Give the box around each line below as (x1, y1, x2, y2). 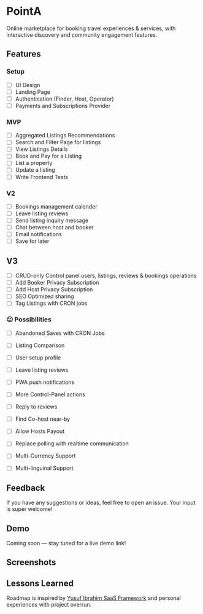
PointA (6, 4, 42, 18)
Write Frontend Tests (15, 173, 69, 180)
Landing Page (15, 88, 51, 96)
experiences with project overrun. (6, 601, 92, 608)
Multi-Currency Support (15, 452, 76, 459)
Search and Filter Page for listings (15, 139, 101, 146)
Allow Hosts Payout (15, 428, 65, 435)
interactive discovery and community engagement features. (6, 31, 158, 38)
